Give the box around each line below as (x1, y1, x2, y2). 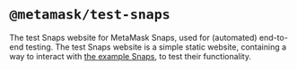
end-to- (258, 32, 289, 43)
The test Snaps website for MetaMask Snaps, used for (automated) (9, 32, 258, 43)
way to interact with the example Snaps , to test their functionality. (9, 51, 252, 61)
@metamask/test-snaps (9, 6, 170, 23)
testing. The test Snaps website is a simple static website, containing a (25, 42, 287, 52)
